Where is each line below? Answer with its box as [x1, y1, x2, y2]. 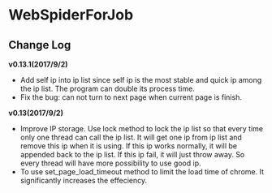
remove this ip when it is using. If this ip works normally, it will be [19, 141, 238, 151]
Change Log [8, 38, 71, 52]
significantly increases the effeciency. [19, 176, 148, 185]
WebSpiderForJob [8, 6, 134, 24]
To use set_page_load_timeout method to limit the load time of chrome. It [19, 167, 264, 176]
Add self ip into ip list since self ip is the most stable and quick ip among [19, 75, 262, 84]
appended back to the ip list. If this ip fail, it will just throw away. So [19, 150, 245, 159]
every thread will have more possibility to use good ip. [19, 158, 201, 168]
